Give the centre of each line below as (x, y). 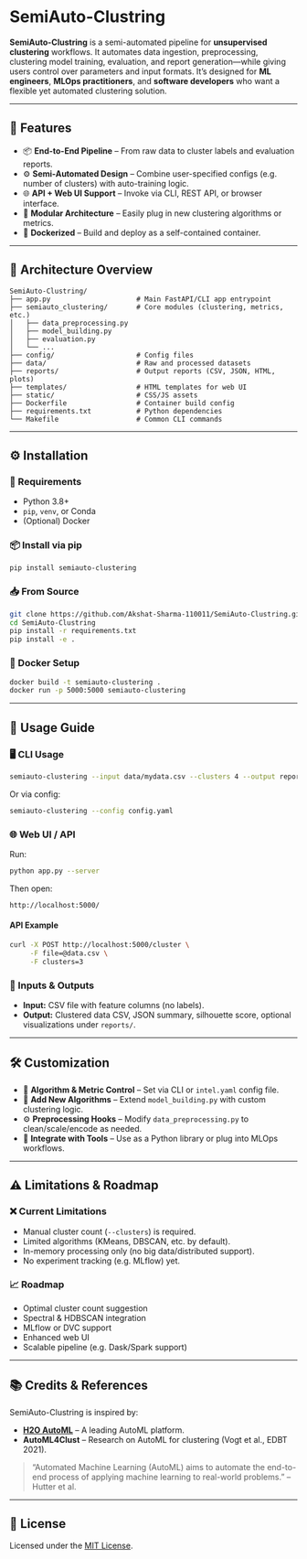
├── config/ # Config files (102, 355)
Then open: (31, 888)
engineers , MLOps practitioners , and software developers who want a (145, 81)
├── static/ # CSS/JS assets (104, 395)
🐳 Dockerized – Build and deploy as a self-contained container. (142, 232)
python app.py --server (55, 871)
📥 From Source (44, 592)
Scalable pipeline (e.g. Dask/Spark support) (105, 1347)
